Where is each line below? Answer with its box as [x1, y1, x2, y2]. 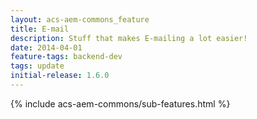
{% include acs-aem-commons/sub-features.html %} [10, 97, 231, 110]
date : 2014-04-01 [10, 42, 83, 53]
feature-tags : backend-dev [10, 52, 123, 62]
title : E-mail [10, 24, 70, 34]
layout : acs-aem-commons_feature [10, 14, 150, 25]
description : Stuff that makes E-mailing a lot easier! [10, 33, 248, 43]
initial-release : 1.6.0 [10, 71, 110, 81]
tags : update [10, 61, 65, 71]
